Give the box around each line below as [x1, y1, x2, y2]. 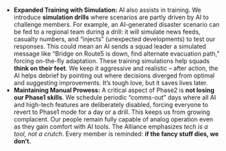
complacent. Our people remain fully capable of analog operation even [13, 115, 214, 123]
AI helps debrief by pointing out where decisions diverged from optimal [13, 71, 215, 80]
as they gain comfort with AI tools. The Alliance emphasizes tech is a [13, 123, 208, 130]
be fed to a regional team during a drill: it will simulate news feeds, [13, 27, 201, 36]
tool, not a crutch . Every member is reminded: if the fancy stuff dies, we [13, 130, 219, 138]
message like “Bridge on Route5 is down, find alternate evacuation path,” [13, 49, 220, 58]
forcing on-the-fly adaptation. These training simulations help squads [13, 57, 210, 65]
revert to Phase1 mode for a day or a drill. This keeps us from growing [13, 108, 210, 116]
